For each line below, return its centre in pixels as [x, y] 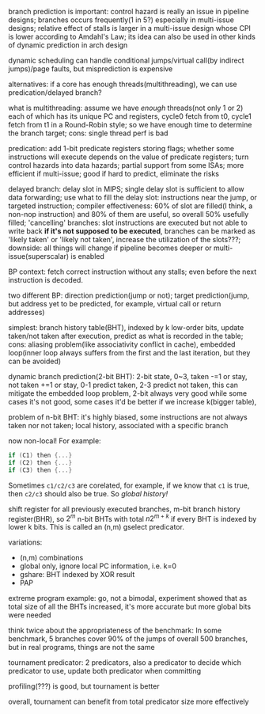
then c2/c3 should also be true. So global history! [88, 493]
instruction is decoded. [45, 280]
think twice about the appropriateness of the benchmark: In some [115, 630]
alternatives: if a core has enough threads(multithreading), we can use [123, 84]
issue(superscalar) [39, 256]
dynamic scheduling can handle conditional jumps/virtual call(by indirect [126, 60]
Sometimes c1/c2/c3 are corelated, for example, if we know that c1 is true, [129, 485]
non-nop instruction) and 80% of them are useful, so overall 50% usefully [129, 214]
